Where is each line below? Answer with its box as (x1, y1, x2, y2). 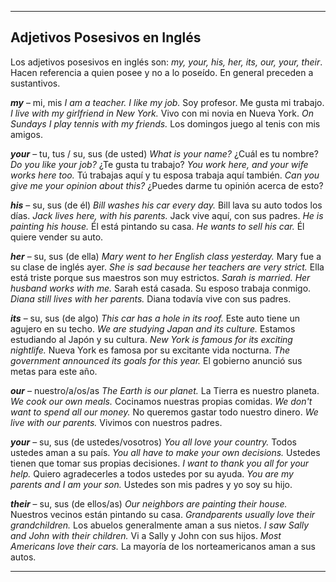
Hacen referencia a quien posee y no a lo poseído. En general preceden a (10, 66, 314, 78)
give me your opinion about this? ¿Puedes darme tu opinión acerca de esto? (10, 179, 324, 191)
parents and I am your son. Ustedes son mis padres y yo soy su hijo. (10, 478, 293, 490)
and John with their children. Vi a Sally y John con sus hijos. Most (10, 529, 282, 541)
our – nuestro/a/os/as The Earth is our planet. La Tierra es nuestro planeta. (10, 384, 320, 396)
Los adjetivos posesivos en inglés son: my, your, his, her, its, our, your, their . (10, 56, 323, 68)
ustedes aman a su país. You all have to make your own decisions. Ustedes (10, 446, 321, 458)
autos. (10, 551, 37, 563)
